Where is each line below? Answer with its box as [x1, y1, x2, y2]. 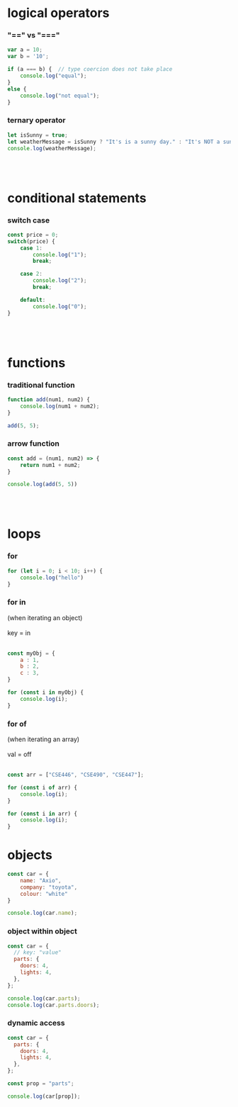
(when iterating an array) [7, 735, 80, 743]
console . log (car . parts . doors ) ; [7, 1001, 100, 1008]
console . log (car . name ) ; [7, 909, 78, 917]
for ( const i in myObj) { [7, 689, 84, 696]
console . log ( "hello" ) [20, 574, 84, 581]
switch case [7, 215, 50, 225]
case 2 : [20, 271, 42, 278]
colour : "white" [20, 890, 69, 897]
